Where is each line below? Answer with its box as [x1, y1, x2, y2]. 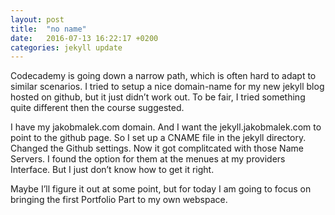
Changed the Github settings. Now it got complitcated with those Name [10, 142, 304, 155]
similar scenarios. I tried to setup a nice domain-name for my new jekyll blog [10, 81, 325, 93]
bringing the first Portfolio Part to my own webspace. [10, 194, 228, 206]
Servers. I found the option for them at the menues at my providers [10, 153, 286, 165]
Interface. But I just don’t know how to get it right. [10, 164, 215, 176]
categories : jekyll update [10, 42, 123, 53]
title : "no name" [10, 24, 87, 34]
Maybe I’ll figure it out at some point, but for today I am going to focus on [10, 183, 312, 195]
